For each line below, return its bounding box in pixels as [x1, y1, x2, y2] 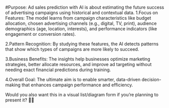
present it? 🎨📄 [5, 97, 34, 103]
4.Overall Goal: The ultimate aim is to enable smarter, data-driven [5, 77, 141, 82]
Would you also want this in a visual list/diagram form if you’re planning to [5, 92, 159, 97]
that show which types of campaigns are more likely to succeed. [5, 46, 140, 52]
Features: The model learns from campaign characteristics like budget [5, 15, 151, 21]
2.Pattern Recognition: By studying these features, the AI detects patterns [5, 41, 159, 47]
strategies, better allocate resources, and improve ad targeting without [5, 62, 152, 67]
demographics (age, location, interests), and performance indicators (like [5, 26, 157, 32]
